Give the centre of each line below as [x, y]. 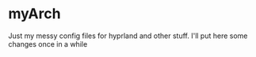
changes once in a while [48, 44]
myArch [34, 14]
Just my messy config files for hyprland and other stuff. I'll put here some [128, 36]
